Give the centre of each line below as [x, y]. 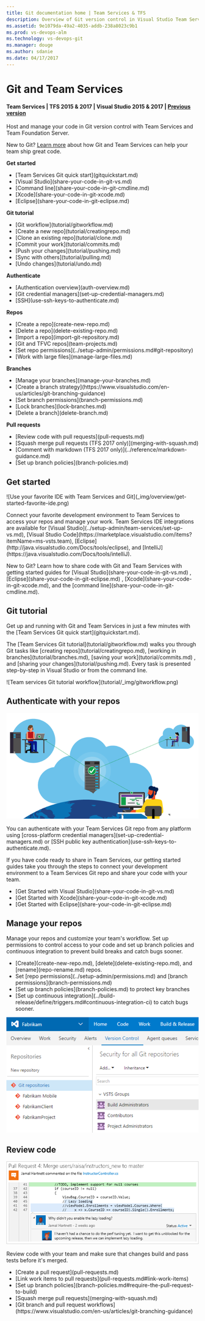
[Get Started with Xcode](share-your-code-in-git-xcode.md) [91, 898]
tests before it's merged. [37, 1260]
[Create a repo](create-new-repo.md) [63, 324]
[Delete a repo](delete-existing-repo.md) [67, 331]
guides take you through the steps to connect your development [87, 866]
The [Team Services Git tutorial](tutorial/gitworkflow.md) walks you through [101, 644]
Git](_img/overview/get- [156, 496]
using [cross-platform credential [47, 835]
